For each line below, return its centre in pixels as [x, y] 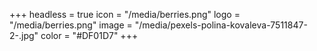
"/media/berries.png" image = [71, 25]
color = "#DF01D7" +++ [89, 35]
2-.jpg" [24, 35]
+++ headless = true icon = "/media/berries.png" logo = [125, 14]
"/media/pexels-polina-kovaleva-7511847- [221, 25]
